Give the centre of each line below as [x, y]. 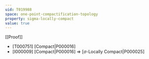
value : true [17, 23]
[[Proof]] [14, 37]
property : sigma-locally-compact [39, 19]
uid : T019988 [19, 10]
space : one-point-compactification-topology [52, 14]
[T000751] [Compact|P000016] [44, 46]
